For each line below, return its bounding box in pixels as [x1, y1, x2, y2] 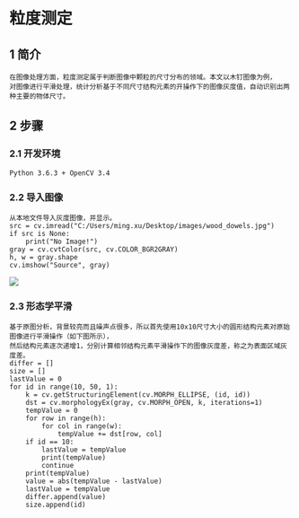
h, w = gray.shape [9, 252, 78, 261]
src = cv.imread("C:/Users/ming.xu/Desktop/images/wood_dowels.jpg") [9, 221, 276, 230]
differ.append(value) [25, 493, 106, 502]
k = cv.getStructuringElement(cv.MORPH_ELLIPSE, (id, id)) [25, 391, 251, 399]
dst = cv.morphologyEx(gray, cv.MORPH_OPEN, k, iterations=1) [25, 399, 263, 408]
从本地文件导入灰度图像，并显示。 [9, 213, 117, 223]
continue [41, 461, 75, 470]
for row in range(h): [25, 414, 106, 423]
